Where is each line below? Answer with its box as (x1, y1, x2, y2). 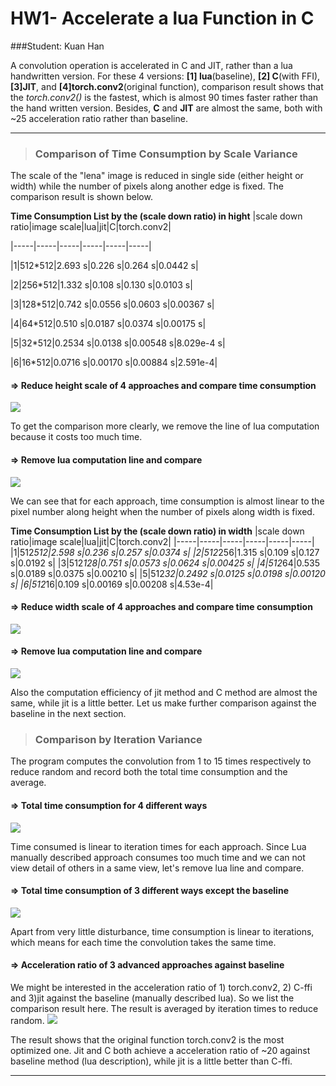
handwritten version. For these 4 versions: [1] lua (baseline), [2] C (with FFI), (10, 70, 321, 82)
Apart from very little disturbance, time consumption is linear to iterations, (10, 925, 315, 937)
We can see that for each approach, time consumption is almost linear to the (10, 495, 325, 507)
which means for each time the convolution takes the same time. (10, 936, 277, 948)
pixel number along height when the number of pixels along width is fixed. (10, 505, 315, 517)
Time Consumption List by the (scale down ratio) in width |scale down (10, 525, 305, 537)
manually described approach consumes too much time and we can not (10, 851, 306, 863)
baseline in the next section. (10, 708, 127, 720)
